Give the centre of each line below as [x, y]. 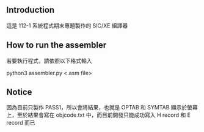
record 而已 [21, 123]
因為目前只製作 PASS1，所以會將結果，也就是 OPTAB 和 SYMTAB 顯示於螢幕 [102, 108]
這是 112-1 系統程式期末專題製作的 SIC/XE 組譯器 [67, 25]
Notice [19, 92]
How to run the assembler [56, 45]
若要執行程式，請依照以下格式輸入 [49, 61]
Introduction [31, 10]
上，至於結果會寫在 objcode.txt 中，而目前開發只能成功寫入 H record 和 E [99, 115]
